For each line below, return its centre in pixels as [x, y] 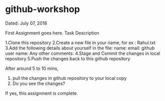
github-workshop [43, 9]
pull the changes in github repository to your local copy [69, 78]
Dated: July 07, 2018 [26, 23]
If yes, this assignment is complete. [42, 93]
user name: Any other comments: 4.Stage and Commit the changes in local [83, 53]
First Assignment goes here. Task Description [52, 33]
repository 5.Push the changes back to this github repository [68, 58]
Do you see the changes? [39, 83]
